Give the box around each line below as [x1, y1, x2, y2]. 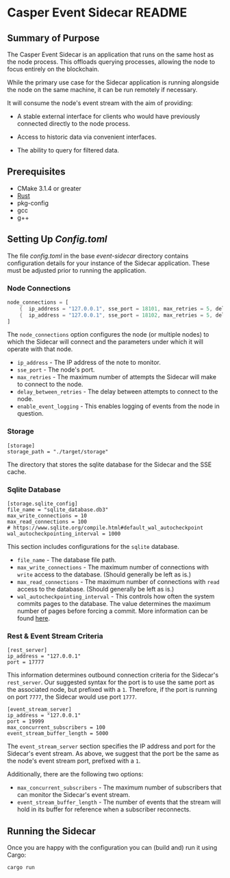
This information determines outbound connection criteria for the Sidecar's [7, 671, 219, 679]
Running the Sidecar [7, 825, 96, 837]
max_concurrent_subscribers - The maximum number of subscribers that [16, 783, 222, 791]
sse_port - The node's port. [16, 365, 95, 374]
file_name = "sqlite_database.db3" [7, 506, 109, 513]
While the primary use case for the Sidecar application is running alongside [7, 78, 219, 87]
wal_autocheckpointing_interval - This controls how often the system [16, 592, 215, 600]
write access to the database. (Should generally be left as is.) [16, 570, 192, 578]
